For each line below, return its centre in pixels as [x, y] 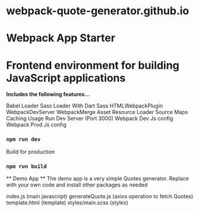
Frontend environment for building [93, 65]
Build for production [31, 151]
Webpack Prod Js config [37, 125]
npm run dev [23, 140]
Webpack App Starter [61, 38]
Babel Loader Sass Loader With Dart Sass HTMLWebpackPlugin [85, 106]
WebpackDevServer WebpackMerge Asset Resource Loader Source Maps [97, 112]
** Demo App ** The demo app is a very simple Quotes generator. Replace [97, 178]
